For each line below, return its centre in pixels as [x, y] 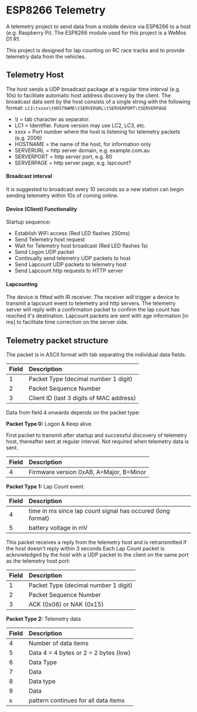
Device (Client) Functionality [42, 209]
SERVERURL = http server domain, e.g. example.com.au [82, 150]
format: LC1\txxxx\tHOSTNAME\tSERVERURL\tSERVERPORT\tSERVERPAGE [86, 108]
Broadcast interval [29, 176]
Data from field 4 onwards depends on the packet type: [73, 413]
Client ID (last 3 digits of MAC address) [82, 398]
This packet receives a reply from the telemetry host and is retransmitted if [96, 543]
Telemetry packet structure [57, 340]
